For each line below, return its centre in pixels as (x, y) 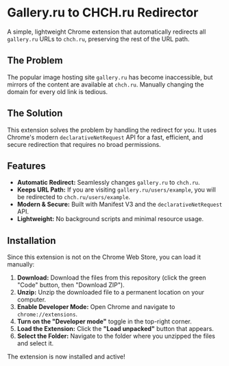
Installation (32, 241)
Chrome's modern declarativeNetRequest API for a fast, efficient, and (105, 137)
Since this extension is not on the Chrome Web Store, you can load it (104, 257)
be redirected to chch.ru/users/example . (74, 197)
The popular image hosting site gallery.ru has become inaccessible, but (110, 77)
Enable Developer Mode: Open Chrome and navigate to (96, 307)
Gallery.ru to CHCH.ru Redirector (103, 13)
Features (26, 166)
